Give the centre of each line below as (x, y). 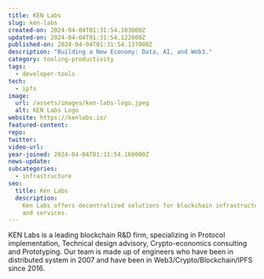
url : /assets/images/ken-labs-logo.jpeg (82, 103)
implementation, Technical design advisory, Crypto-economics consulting (128, 244)
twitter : (22, 139)
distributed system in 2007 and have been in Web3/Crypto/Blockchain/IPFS (130, 260)
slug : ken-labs (33, 23)
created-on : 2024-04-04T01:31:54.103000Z (77, 30)
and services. (45, 213)
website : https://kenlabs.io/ (58, 118)
